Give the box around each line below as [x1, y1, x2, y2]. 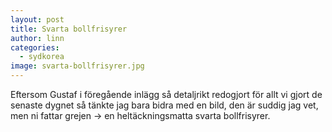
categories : [10, 42, 60, 53]
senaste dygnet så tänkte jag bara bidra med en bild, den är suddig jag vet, [10, 99, 319, 111]
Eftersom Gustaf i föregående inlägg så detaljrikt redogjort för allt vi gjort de [10, 89, 323, 100]
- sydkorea [19, 52, 65, 62]
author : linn [10, 33, 65, 43]
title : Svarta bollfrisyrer [10, 24, 128, 34]
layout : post [10, 14, 65, 25]
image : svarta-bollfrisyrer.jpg [10, 61, 145, 71]
